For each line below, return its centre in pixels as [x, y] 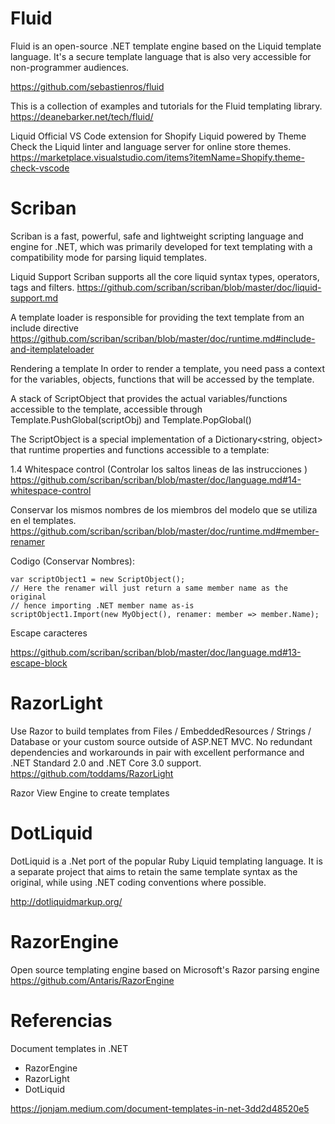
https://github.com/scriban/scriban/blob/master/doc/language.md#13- [156, 652]
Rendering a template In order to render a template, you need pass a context [168, 368]
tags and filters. [42, 287]
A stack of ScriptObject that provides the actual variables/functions [149, 398]
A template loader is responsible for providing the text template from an [157, 317]
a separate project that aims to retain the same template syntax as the [154, 871]
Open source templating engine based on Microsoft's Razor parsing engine [165, 969]
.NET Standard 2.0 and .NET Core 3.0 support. [106, 763]
